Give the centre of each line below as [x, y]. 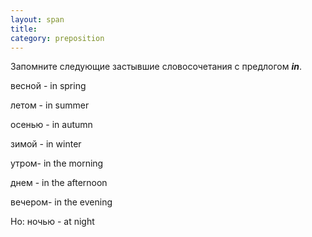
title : [24, 29]
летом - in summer [50, 105]
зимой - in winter [46, 144]
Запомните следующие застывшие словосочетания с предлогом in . [156, 67]
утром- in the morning [57, 163]
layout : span [37, 19]
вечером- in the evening [61, 202]
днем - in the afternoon [59, 183]
